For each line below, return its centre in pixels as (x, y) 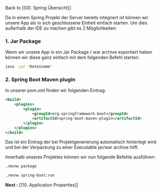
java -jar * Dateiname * (29, 67)
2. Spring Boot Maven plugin (40, 79)
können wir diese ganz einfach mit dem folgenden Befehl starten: (72, 57)
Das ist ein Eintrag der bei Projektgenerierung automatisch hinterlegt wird (81, 142)
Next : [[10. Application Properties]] (42, 185)
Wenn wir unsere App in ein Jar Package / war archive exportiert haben (79, 52)
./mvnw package (21, 166)
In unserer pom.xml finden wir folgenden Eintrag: (55, 90)
